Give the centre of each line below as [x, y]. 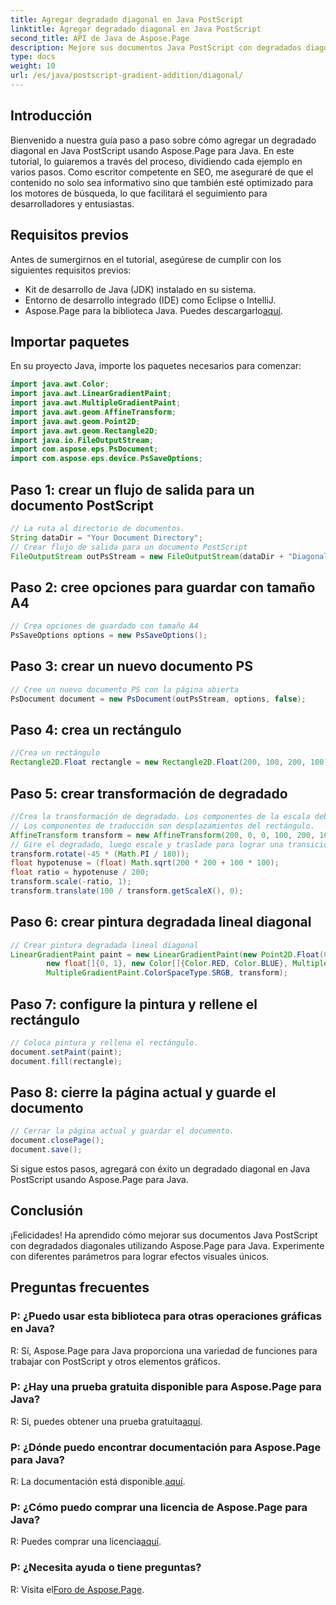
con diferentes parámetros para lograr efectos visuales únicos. [140, 1256]
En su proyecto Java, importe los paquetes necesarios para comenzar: [156, 366]
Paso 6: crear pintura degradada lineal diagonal [161, 922]
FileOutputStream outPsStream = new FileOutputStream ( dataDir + [147, 556]
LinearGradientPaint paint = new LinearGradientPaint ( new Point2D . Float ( [167, 954]
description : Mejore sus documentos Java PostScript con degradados [156, 47]
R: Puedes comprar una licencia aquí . [86, 1542]
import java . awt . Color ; [60, 384]
